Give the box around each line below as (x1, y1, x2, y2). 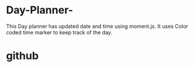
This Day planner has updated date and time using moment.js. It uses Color (6, 23, 189, 30)
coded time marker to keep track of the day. (6, 28, 113, 35)
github (6, 49, 39, 63)
